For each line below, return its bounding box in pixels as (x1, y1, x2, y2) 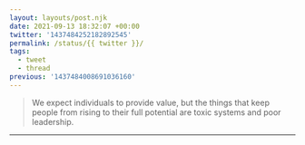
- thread (17, 64, 51, 73)
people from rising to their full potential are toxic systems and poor (31, 106, 281, 118)
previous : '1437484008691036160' (9, 72, 136, 82)
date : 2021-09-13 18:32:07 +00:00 (9, 22, 141, 31)
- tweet (17, 55, 47, 64)
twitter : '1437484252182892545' (9, 30, 132, 39)
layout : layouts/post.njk (9, 13, 107, 23)
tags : (9, 47, 30, 56)
